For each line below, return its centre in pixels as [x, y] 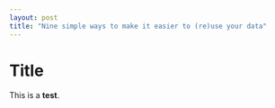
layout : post [34, 18]
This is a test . [35, 95]
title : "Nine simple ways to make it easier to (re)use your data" [138, 26]
